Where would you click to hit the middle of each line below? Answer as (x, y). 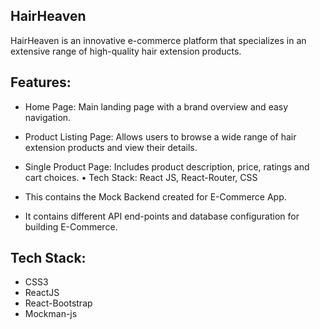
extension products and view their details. (111, 147)
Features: (41, 82)
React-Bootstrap (58, 303)
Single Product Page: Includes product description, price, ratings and (167, 166)
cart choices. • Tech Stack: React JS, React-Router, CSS (141, 177)
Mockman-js (51, 314)
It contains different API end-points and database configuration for (162, 216)
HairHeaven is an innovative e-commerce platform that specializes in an (158, 40)
